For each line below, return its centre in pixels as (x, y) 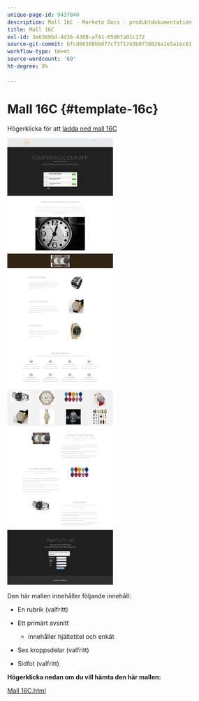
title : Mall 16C (31, 29)
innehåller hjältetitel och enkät (71, 636)
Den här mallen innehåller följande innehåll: (69, 596)
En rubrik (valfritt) (43, 609)
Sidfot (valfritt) (38, 663)
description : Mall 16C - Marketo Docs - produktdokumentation (99, 22)
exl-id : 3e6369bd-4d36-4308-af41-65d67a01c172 (76, 37)
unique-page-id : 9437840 (43, 15)
